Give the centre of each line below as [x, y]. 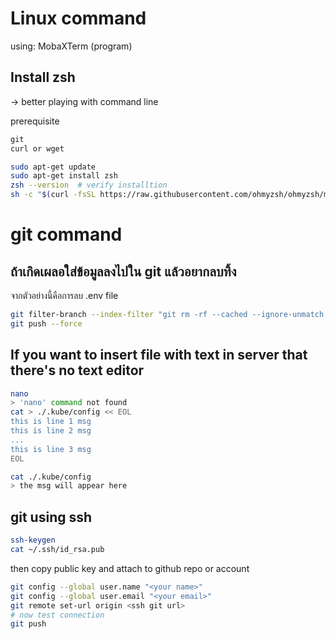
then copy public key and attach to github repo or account [130, 568]
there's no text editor [77, 370]
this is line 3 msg [51, 449]
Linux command [78, 18]
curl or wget [37, 148]
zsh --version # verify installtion [89, 185]
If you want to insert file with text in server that [159, 355]
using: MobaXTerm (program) [71, 46]
